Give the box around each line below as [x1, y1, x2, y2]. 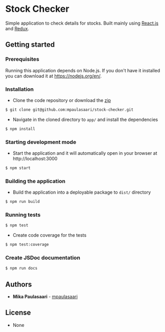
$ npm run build [5, 199, 40, 204]
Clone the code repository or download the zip [12, 97, 111, 103]
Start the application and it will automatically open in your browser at [12, 150, 157, 156]
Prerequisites [5, 56, 39, 63]
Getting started [5, 40, 55, 49]
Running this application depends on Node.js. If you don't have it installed [5, 67, 160, 73]
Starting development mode [5, 138, 77, 146]
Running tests [5, 211, 41, 218]
